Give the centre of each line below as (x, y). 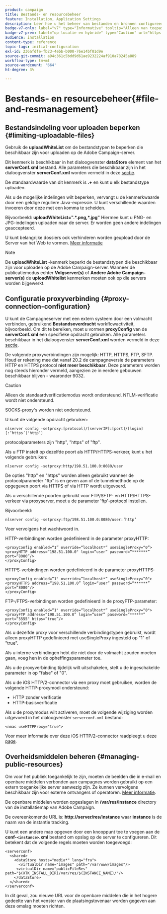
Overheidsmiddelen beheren (50, 757)
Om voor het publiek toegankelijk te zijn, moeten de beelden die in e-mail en (83, 776)
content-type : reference (31, 42)
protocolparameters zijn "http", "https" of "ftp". (53, 442)
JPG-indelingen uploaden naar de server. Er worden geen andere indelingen (83, 223)
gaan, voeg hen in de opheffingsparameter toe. (53, 658)
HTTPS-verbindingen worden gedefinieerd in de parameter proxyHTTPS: (80, 570)
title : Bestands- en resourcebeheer (43, 14)
